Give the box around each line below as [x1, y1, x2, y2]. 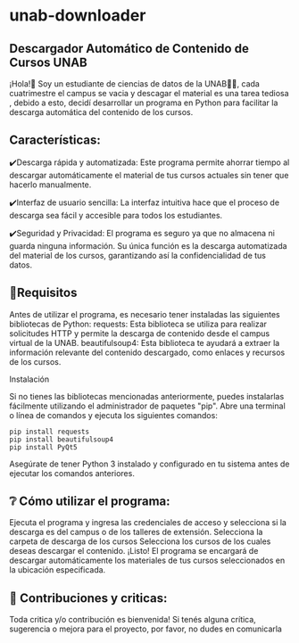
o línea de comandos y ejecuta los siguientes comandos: [9, 409, 219, 420]
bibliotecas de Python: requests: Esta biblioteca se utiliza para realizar [9, 318, 268, 329]
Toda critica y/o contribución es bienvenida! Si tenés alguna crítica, [9, 614, 256, 625]
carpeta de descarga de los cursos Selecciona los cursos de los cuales [9, 536, 271, 547]
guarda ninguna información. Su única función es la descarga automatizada [9, 240, 287, 251]
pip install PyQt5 [9, 442, 78, 451]
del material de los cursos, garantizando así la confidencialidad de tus [9, 250, 266, 260]
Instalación [9, 374, 50, 384]
